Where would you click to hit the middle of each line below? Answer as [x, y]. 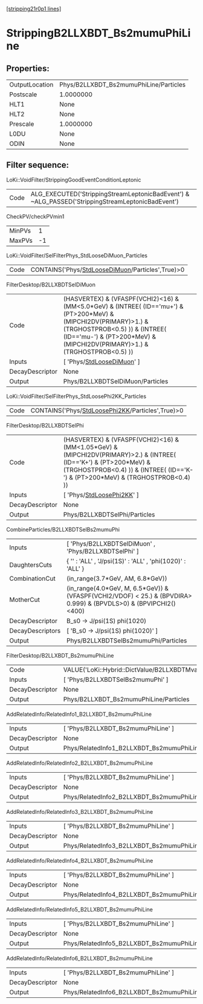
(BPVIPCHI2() [156, 603]
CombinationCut [32, 578]
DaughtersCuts [31, 564]
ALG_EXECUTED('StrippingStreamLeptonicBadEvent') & [110, 194]
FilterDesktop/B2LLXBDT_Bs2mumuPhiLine [60, 655]
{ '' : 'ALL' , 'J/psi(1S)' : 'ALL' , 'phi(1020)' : [126, 561]
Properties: [28, 68]
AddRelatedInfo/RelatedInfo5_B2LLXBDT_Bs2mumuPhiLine [79, 909]
